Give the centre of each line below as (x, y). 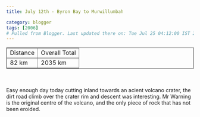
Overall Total (58, 53)
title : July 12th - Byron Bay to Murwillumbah (65, 12)
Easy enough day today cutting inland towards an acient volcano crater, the (99, 90)
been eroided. (23, 109)
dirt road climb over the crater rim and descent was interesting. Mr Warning (99, 97)
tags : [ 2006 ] (22, 28)
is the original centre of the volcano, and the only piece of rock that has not (99, 103)
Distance (22, 53)
